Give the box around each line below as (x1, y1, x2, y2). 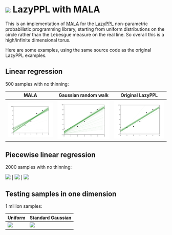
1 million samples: (5, 203, 42, 209)
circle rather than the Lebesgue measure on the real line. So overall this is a (5, 31, 165, 37)
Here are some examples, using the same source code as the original (5, 47, 152, 53)
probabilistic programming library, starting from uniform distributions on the (5, 26, 165, 32)
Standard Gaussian (30, 214, 72, 221)
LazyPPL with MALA (12, 4, 100, 15)
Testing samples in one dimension (5, 189, 117, 198)
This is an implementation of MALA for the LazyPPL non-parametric (5, 21, 148, 27)
